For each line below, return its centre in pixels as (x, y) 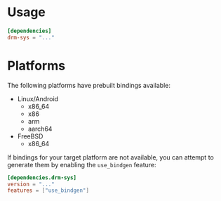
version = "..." (31, 184)
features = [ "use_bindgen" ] (48, 190)
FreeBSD (30, 136)
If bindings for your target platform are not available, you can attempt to (110, 157)
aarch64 (40, 129)
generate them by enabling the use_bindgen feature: (82, 164)
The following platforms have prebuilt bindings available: (89, 85)
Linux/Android (38, 98)
